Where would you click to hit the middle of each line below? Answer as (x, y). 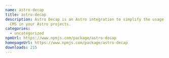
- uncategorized (27, 33)
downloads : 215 (21, 47)
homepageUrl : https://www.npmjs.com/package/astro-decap (67, 43)
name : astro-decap (25, 10)
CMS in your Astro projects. (40, 24)
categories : (18, 29)
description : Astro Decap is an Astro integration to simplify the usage (85, 19)
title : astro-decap (26, 15)
